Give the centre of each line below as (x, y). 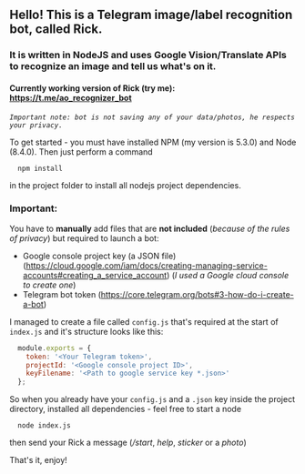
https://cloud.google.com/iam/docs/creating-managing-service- (147, 265)
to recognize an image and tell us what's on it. (113, 66)
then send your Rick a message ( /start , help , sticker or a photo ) (128, 443)
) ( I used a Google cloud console (228, 275)
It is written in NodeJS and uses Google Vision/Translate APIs (148, 55)
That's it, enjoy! (39, 460)
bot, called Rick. (56, 30)
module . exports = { (55, 348)
